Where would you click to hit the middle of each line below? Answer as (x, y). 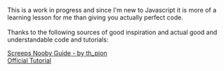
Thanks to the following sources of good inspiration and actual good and (112, 32)
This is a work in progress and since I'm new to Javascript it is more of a (112, 10)
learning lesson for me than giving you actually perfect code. (95, 17)
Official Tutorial (29, 61)
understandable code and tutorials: (58, 40)
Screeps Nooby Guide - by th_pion (57, 53)
